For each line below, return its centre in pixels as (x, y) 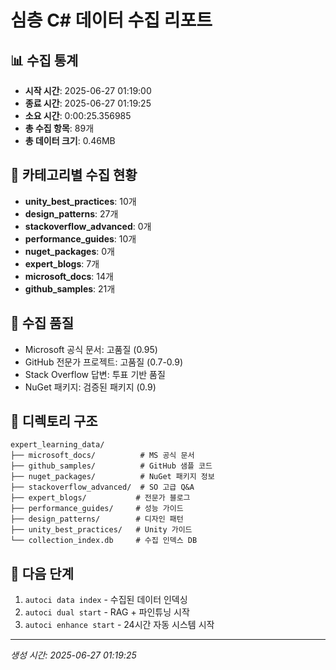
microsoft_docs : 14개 (69, 276)
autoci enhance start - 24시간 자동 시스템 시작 (119, 625)
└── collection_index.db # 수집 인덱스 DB (104, 541)
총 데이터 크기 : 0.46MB (70, 140)
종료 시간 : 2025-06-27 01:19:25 (88, 103)
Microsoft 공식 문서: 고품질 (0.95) (91, 349)
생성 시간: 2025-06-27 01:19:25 (73, 655)
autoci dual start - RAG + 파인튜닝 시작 (107, 612)
